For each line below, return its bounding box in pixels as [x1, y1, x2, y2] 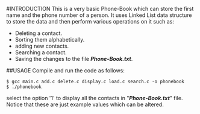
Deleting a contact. [14, 30, 62, 37]
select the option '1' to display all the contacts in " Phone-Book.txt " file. [6, 95, 183, 101]
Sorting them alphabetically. [14, 36, 85, 43]
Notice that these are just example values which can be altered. [6, 101, 164, 108]
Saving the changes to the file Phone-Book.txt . [14, 55, 133, 62]
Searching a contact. [14, 49, 67, 56]
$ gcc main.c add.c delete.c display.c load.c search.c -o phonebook [6, 78, 185, 84]
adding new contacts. [14, 42, 69, 49]
